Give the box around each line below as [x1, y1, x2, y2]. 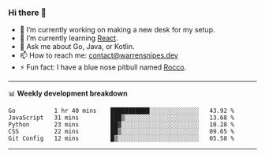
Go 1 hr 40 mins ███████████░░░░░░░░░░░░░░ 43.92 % [8, 107, 235, 115]
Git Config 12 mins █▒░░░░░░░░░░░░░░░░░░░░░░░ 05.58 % [8, 134, 235, 143]
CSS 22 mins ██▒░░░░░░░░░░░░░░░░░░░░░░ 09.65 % [8, 128, 235, 136]
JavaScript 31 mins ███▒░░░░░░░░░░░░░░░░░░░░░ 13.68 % [8, 114, 235, 122]
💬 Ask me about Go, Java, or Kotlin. [19, 42, 136, 51]
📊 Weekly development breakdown [8, 88, 128, 98]
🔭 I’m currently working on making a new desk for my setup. [19, 25, 215, 35]
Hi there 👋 [8, 7, 47, 18]
